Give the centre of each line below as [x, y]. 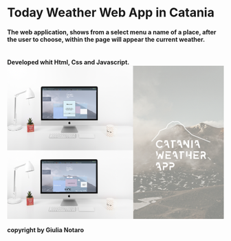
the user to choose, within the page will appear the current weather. [106, 39]
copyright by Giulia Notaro [46, 230]
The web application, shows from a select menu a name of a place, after [112, 32]
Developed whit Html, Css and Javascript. [68, 62]
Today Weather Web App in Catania [111, 13]
